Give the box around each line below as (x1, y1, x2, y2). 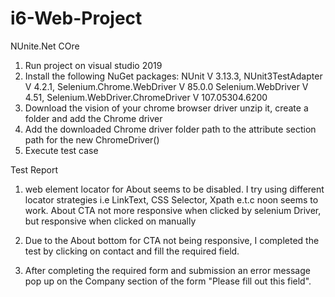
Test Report (10, 163, 59, 176)
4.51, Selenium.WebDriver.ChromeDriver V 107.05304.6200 (24, 91, 268, 103)
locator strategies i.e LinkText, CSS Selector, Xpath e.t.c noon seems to (24, 193, 319, 206)
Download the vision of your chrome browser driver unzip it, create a (24, 102, 309, 114)
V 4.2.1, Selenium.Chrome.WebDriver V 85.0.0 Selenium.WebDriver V (24, 80, 309, 92)
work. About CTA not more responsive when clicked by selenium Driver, (24, 204, 322, 216)
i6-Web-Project (10, 7, 143, 30)
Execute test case (24, 144, 99, 156)
